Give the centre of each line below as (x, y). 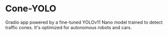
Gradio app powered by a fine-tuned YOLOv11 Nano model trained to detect (84, 22)
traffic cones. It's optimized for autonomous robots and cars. (69, 27)
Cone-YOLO (31, 9)
